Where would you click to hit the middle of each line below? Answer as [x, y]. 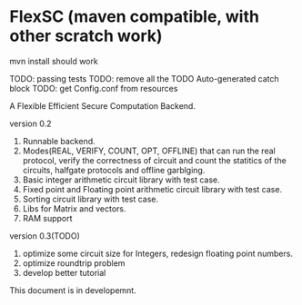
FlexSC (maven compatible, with [134, 17]
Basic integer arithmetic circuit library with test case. [121, 180]
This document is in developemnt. [73, 290]
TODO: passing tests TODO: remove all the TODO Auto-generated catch [144, 78]
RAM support [47, 218]
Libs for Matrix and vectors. [74, 208]
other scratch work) [86, 36]
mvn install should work [54, 61]
